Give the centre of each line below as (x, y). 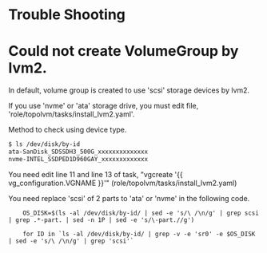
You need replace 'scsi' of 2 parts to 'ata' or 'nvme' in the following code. (129, 198)
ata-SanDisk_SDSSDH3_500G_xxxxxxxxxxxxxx (78, 152)
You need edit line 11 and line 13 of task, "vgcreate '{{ (96, 174)
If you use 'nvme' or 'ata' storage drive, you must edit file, (104, 106)
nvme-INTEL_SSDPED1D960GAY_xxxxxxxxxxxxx (78, 159)
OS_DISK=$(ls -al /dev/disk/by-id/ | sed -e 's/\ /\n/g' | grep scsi (141, 213)
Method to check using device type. (68, 130)
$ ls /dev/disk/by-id (44, 144)
